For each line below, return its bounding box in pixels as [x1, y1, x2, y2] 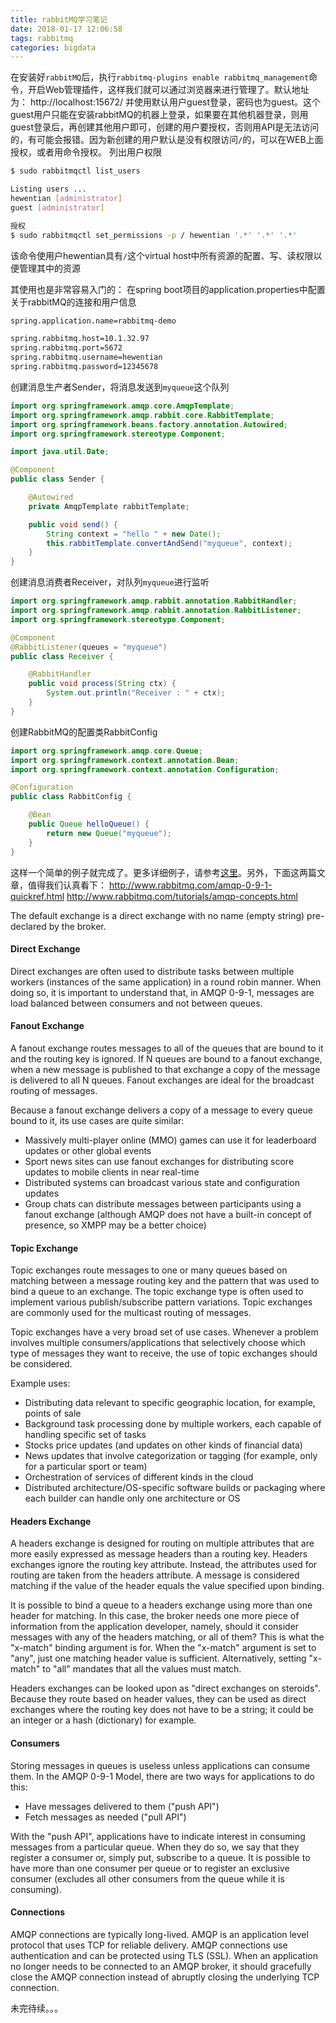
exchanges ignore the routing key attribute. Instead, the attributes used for [10, 1559, 318, 1571]
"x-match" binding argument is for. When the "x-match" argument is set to [10, 1642, 317, 1654]
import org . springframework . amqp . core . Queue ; [10, 746, 203, 756]
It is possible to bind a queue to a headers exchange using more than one [10, 1599, 313, 1611]
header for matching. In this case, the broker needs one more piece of [10, 1610, 300, 1622]
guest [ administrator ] [10, 202, 105, 213]
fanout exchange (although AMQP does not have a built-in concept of [24, 1208, 312, 1220]
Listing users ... [10, 184, 87, 195]
